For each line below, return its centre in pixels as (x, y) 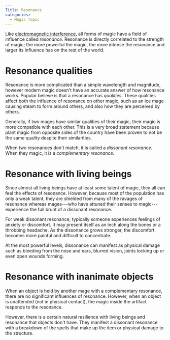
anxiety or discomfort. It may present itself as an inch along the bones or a (83, 225)
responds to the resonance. (34, 307)
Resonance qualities (49, 70)
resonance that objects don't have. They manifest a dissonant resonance (81, 322)
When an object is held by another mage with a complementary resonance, (84, 291)
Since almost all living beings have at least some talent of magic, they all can (85, 188)
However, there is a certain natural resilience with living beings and (75, 317)
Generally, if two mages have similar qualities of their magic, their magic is (83, 122)
